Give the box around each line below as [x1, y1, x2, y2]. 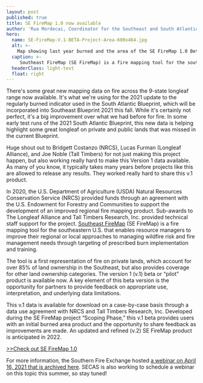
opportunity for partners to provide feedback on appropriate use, [6, 283, 168, 290]
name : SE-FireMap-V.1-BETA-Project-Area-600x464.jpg [11, 37, 147, 43]
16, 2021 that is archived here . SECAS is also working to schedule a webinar [6, 364, 195, 371]
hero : [6, 31, 20, 38]
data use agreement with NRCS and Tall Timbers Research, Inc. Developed [6, 308, 192, 315]
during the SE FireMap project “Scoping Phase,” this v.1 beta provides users [6, 314, 195, 321]
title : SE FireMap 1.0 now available [6, 20, 101, 26]
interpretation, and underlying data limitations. [6, 290, 121, 297]
